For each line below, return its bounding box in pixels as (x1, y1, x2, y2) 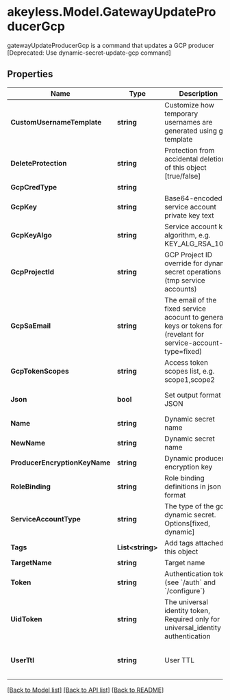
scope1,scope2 (164, 374, 216, 384)
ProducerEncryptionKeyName (10, 458, 111, 467)
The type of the (164, 501, 214, 510)
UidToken (10, 614, 42, 623)
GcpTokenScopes (10, 366, 70, 376)
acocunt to (164, 312, 199, 322)
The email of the (164, 295, 217, 304)
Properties (7, 68, 53, 80)
